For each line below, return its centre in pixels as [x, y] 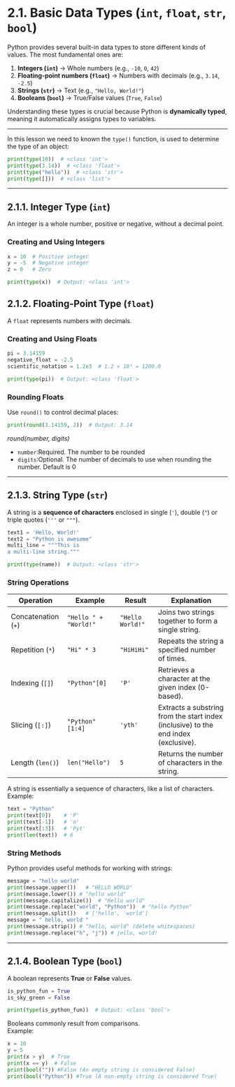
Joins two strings [186, 612]
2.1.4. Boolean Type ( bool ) [65, 961]
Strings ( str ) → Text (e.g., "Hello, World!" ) [81, 90]
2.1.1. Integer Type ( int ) [59, 207]
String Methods [34, 853]
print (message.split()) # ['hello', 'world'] [78, 914]
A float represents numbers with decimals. [70, 320]
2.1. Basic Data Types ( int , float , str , [116, 13]
